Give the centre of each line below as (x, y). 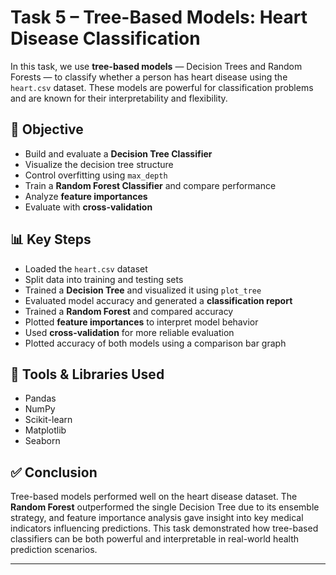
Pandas (40, 398)
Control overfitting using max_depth (96, 175)
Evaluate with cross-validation (88, 207)
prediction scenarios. (54, 550)
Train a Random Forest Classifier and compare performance (150, 185)
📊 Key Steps (51, 239)
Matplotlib (45, 430)
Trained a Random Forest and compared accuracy (129, 311)
